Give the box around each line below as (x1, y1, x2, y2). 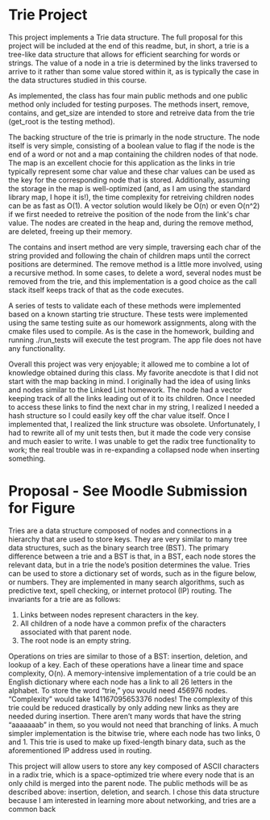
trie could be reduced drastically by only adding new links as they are (8, 702, 239, 712)
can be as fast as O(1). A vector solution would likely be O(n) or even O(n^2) (8, 200, 260, 211)
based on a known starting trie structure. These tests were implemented (8, 309, 248, 319)
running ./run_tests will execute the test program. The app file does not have (8, 335, 262, 345)
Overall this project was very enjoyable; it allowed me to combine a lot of (8, 359, 250, 369)
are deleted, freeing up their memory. (8, 226, 133, 236)
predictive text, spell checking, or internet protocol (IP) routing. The (8, 585, 232, 595)
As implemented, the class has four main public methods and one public (8, 90, 248, 100)
